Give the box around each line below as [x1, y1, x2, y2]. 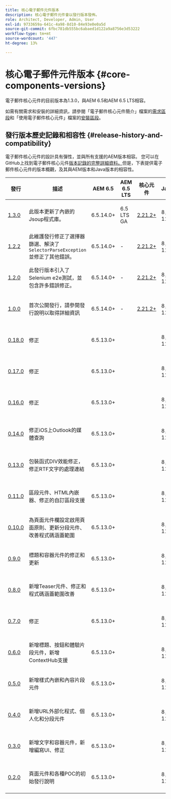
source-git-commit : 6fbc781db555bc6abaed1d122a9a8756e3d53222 [5, 27, 140, 32]
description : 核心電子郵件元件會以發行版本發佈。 [5, 12, 100, 17]
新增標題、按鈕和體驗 [28, 641, 80, 648]
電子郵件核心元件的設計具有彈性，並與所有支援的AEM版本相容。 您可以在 [5, 153, 159, 160]
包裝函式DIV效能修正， [28, 457, 83, 465]
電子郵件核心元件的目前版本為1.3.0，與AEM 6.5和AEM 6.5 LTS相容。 [5, 97, 149, 104]
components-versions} [5, 80, 106, 91]
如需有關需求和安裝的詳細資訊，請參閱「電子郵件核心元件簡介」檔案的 [5, 108, 153, 114]
